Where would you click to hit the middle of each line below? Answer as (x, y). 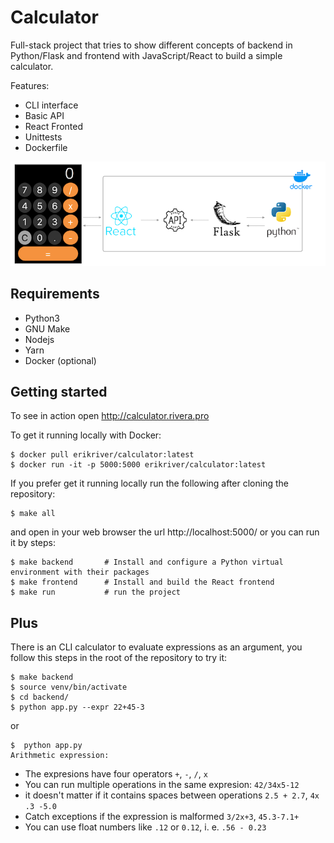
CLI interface (51, 105)
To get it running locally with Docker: (86, 435)
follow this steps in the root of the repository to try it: (119, 658)
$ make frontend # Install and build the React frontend (142, 582)
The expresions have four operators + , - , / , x (116, 774)
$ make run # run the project (96, 592)
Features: (30, 85)
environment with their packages (80, 572)
